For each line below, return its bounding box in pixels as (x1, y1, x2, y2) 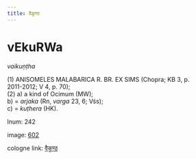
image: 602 (7, 130, 40, 139)
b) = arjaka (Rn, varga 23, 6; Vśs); (7, 97, 104, 105)
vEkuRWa (7, 39, 63, 55)
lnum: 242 (7, 117, 36, 126)
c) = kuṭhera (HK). (7, 104, 58, 113)
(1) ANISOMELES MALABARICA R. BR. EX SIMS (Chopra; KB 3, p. (7, 75, 190, 83)
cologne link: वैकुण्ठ (7, 144, 58, 152)
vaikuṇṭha (7, 62, 36, 70)
